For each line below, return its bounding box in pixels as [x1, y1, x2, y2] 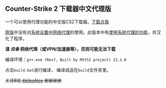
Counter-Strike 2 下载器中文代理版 [5, 4, 112, 13]
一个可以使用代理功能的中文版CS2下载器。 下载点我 [5, 19, 109, 25]
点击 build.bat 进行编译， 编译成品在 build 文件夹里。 [5, 67, 111, 73]
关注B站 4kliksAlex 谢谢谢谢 [5, 77, 62, 83]
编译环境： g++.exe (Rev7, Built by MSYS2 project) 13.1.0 [5, 56, 127, 62]
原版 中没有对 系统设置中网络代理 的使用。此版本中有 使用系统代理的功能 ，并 [5, 29, 157, 35]
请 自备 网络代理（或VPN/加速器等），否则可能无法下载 [5, 46, 116, 52]
